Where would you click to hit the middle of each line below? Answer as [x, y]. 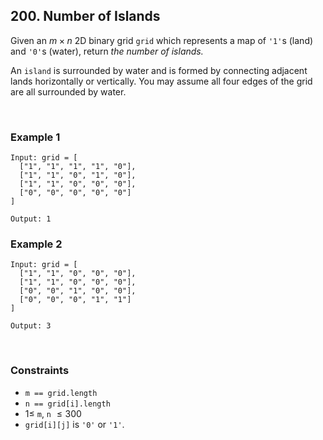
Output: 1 [31, 219]
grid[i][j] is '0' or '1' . [74, 424]
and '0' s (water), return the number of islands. [107, 51]
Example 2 [36, 244]
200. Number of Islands [85, 16]
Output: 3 [31, 326]
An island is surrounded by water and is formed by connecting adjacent [159, 70]
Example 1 [35, 137]
